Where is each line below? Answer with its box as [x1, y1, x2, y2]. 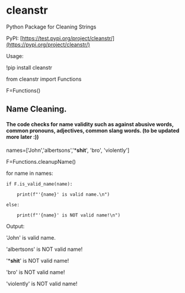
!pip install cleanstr [6, 63, 52, 71]
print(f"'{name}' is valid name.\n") [17, 191, 110, 198]
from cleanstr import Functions [6, 75, 82, 82]
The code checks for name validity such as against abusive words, [6, 120, 174, 128]
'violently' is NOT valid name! [6, 280, 78, 287]
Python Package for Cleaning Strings [6, 23, 97, 30]
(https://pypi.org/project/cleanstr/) [6, 41, 90, 48]
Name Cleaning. [6, 104, 67, 114]
